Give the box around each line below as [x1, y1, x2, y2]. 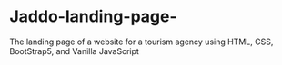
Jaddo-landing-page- [9, 6, 177, 27]
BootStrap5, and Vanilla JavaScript [9, 45, 139, 56]
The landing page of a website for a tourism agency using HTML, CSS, [9, 36, 274, 47]
